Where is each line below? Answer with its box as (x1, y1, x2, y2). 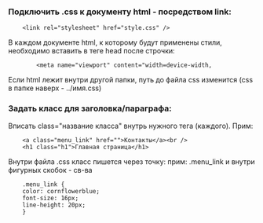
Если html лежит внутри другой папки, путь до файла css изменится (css (8, 75, 254, 85)
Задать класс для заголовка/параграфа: (8, 103, 172, 114)
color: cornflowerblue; (22, 187, 100, 195)
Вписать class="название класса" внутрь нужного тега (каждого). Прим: (8, 121, 254, 130)
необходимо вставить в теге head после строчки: (8, 46, 175, 56)
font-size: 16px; (22, 194, 79, 202)
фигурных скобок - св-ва (8, 165, 93, 174)
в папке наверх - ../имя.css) (8, 83, 102, 93)
